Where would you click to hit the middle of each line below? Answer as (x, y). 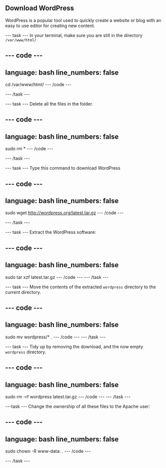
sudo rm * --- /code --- (29, 149)
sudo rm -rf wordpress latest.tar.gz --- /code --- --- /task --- (68, 397)
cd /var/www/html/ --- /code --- (38, 85)
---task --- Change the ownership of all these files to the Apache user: (78, 406)
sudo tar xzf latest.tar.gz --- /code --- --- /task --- (57, 277)
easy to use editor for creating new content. (50, 26)
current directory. (23, 292)
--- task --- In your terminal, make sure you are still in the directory (74, 35)
